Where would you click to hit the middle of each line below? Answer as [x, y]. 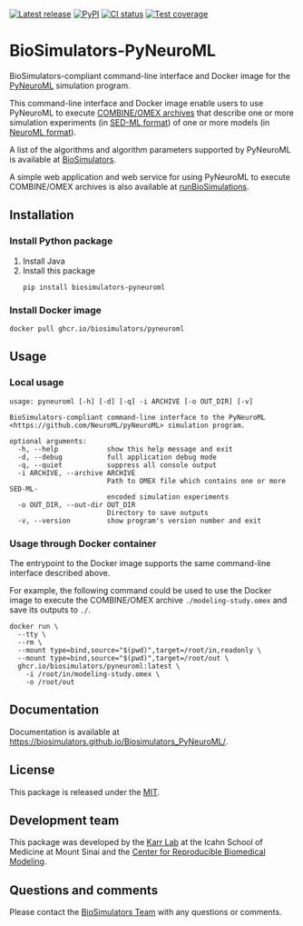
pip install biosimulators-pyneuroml [94, 287]
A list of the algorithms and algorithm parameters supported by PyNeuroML [151, 149]
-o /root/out [50, 682]
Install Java [44, 261]
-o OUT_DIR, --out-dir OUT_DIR [77, 504]
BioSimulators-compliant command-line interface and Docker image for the [150, 75]
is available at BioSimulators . [63, 159]
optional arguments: [49, 441]
